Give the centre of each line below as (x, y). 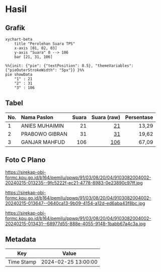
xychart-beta (19, 39)
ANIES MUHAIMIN (43, 126)
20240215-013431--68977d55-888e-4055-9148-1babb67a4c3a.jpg (75, 223)
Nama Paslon (37, 117)
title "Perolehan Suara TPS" (45, 44)
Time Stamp (22, 262)
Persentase (139, 117)
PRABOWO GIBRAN (44, 134)
